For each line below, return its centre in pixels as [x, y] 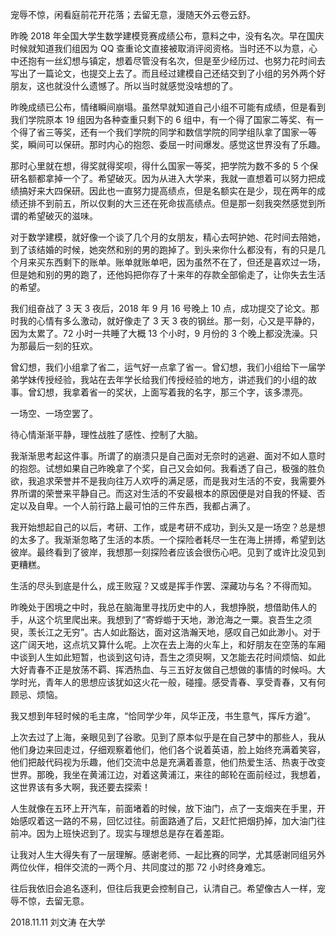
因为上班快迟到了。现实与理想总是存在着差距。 [133, 833]
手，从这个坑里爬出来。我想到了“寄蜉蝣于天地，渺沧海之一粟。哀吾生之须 [161, 619]
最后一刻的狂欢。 [62, 346]
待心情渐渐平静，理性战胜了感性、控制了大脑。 [106, 434]
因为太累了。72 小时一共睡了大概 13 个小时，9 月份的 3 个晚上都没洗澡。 [160, 333]
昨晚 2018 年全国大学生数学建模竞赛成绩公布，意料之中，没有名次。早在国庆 [167, 36]
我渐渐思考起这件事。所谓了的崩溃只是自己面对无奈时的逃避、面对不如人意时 [168, 456]
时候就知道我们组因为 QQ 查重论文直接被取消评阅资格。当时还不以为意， [160, 48]
